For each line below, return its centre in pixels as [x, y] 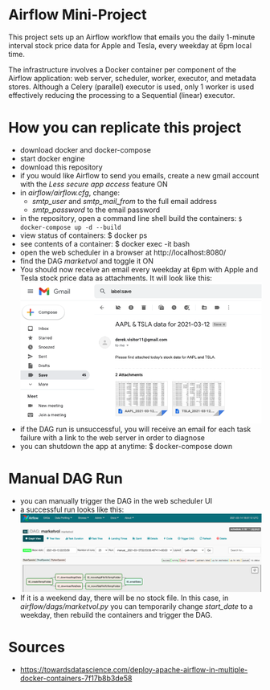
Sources [37, 647]
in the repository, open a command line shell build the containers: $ [131, 218]
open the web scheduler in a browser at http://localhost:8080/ [123, 252]
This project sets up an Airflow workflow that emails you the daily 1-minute [132, 37]
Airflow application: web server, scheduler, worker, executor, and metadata [133, 78]
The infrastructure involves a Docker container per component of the [123, 69]
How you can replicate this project [125, 128]
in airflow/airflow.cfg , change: [70, 192]
